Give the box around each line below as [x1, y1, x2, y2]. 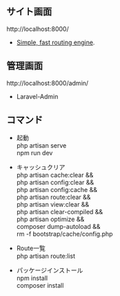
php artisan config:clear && [16, 178, 94, 186]
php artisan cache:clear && [16, 171, 94, 180]
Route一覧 [16, 244, 46, 252]
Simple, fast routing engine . [16, 38, 95, 46]
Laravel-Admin [16, 92, 59, 101]
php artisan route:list [16, 252, 76, 261]
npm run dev [16, 149, 53, 157]
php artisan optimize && [16, 215, 85, 223]
